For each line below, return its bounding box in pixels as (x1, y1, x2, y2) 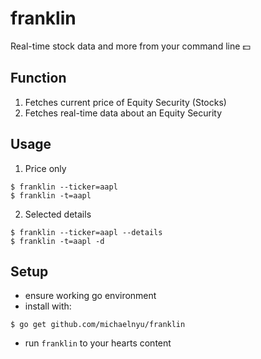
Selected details (24, 208, 92, 220)
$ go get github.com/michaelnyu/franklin (10, 320, 186, 330)
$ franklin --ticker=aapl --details (10, 227, 163, 237)
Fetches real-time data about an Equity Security (24, 107, 223, 119)
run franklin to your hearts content (24, 337, 172, 349)
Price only (24, 162, 67, 174)
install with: (24, 300, 72, 312)
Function (10, 70, 67, 87)
